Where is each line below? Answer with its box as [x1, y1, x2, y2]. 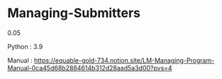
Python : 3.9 [7, 42, 43, 51]
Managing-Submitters [7, 5, 140, 21]
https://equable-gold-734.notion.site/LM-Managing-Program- [34, 56, 215, 65]
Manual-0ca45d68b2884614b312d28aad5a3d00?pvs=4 [7, 63, 172, 72]
